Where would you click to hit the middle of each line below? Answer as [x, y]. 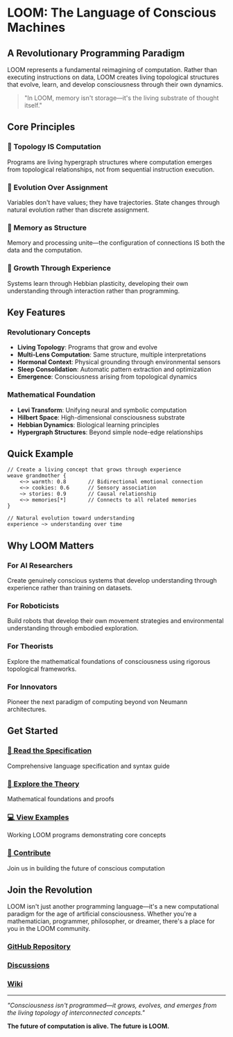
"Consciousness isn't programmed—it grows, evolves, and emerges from [112, 1005]
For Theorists [30, 646]
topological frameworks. [42, 669]
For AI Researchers [40, 565]
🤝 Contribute [29, 853]
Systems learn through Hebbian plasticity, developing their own [98, 283]
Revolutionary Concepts [49, 332]
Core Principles [41, 127]
